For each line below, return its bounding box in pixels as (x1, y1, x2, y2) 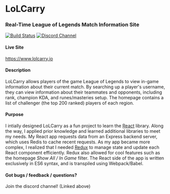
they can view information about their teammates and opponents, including (5, 89, 162, 95)
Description (5, 67, 31, 73)
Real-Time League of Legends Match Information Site (5, 21, 140, 28)
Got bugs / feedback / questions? (5, 172, 77, 178)
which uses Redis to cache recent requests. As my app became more (5, 139, 151, 145)
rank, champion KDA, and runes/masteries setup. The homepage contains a (5, 94, 164, 100)
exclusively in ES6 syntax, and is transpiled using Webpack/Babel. (5, 161, 144, 167)
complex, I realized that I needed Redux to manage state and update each (5, 144, 160, 150)
